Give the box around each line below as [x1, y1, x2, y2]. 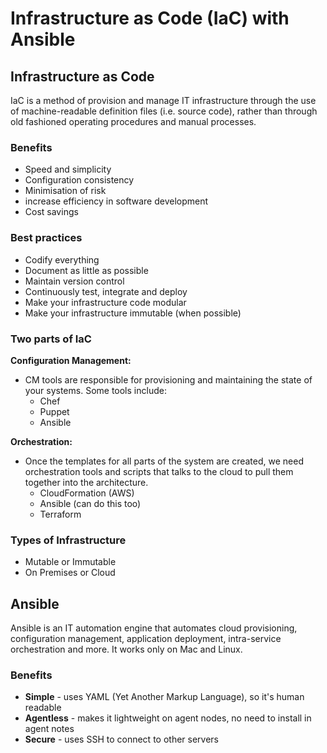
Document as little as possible [24, 264, 149, 276]
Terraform [39, 508, 82, 520]
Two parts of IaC [10, 332, 92, 346]
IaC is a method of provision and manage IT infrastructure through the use [10, 95, 317, 106]
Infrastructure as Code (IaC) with [10, 7, 290, 30]
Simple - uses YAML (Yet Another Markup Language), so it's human [24, 691, 305, 703]
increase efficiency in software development [24, 195, 209, 207]
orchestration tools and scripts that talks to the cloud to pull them [24, 465, 294, 477]
